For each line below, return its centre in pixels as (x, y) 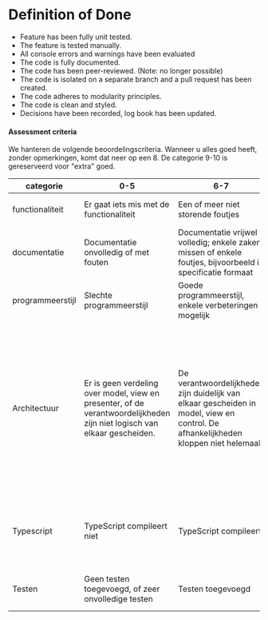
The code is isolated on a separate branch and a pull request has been (136, 79)
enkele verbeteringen (218, 305)
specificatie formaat (216, 272)
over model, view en (121, 393)
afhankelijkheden (210, 433)
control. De (199, 423)
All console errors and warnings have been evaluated (107, 54)
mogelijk (194, 316)
